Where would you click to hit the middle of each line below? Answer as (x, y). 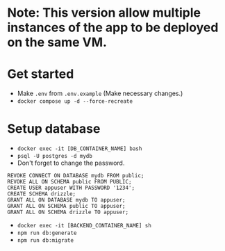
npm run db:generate (47, 233)
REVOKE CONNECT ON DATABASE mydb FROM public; (76, 176)
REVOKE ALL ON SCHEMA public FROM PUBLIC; (69, 182)
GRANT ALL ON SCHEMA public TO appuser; (67, 207)
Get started (41, 74)
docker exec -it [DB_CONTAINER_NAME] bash (80, 149)
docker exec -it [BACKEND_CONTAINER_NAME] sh (84, 226)
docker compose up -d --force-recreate (75, 102)
